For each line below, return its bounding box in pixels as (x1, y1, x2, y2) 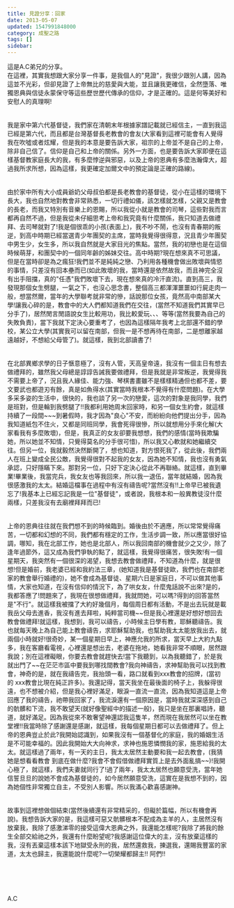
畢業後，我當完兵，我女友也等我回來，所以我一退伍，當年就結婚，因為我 (15, 472, 223, 480)
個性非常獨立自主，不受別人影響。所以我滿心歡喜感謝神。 (19, 783, 185, 790)
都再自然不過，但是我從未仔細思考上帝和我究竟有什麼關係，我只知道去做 (7, 214, 214, 222)
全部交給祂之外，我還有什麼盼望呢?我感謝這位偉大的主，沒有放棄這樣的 (13, 832, 218, 841)
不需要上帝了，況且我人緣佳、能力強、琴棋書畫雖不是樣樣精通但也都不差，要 (7, 376, 227, 385)
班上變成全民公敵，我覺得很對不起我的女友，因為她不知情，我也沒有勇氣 (19, 455, 227, 463)
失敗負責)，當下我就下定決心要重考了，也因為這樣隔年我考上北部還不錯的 (7, 318, 217, 326)
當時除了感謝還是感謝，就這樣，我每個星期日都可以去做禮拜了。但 (29, 722, 219, 730)
